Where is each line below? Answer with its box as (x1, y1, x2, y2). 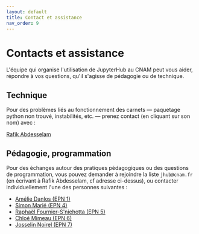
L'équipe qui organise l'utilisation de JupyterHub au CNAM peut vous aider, (6, 66, 193, 73)
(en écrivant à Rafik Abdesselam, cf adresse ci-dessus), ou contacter (6, 177, 179, 184)
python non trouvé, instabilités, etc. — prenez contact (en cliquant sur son (6, 112, 191, 120)
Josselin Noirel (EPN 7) (14, 221, 72, 228)
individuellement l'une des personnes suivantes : (6, 183, 128, 190)
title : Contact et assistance (6, 15, 83, 21)
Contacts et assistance (6, 46, 125, 60)
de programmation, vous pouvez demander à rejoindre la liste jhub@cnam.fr (6, 171, 193, 178)
